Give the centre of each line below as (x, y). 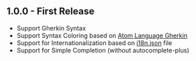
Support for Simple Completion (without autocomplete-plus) (103, 50)
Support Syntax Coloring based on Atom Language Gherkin (102, 35)
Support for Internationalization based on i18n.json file (94, 43)
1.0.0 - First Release (51, 11)
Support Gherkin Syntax (51, 28)
